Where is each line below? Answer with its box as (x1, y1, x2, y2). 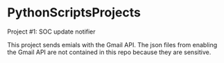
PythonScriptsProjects (7, 5, 141, 21)
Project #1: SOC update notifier (7, 27, 96, 36)
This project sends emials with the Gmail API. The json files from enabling (7, 40, 218, 49)
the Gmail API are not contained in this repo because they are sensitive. (7, 48, 212, 56)
